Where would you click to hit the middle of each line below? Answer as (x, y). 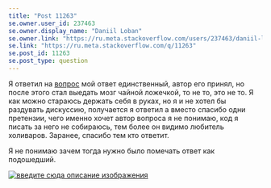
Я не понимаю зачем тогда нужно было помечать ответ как (112, 151)
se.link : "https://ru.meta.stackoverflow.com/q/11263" (102, 46)
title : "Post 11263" (43, 16)
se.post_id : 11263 (39, 53)
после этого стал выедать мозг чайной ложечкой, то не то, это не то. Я (131, 92)
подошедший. (32, 159)
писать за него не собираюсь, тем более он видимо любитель (116, 127)
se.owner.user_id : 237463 (52, 23)
